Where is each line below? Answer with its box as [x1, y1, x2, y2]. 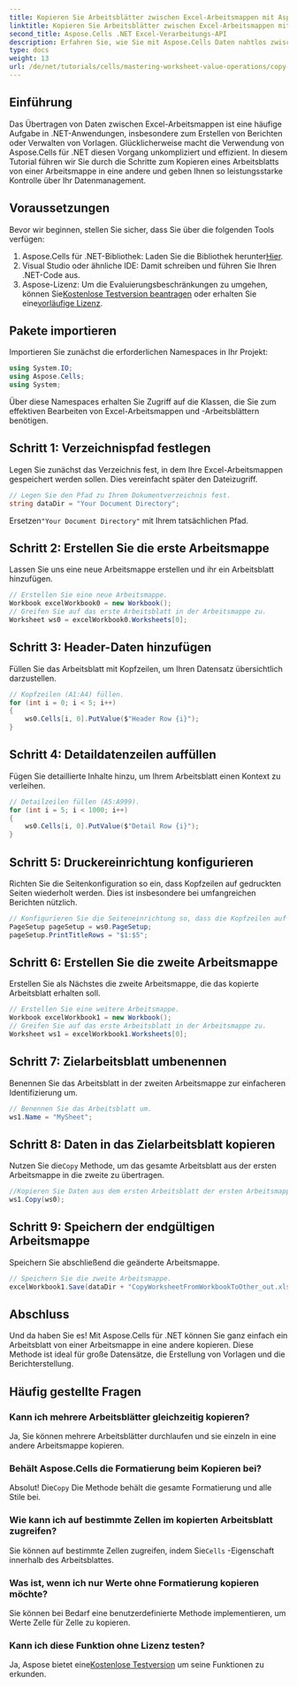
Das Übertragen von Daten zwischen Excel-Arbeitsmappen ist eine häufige [9, 119, 283, 129]
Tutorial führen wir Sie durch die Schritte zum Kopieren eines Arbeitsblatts [9, 156, 279, 166]
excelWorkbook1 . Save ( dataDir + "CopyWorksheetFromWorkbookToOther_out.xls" [9, 1282, 294, 1291]
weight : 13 [9, 54, 49, 63]
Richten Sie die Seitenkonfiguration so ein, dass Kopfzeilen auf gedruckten [9, 878, 281, 889]
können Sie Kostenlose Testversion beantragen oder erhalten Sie [21, 289, 257, 299]
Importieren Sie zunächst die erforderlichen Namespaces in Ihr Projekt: [9, 347, 268, 358]
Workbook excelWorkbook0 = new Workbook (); [9, 599, 172, 608]
